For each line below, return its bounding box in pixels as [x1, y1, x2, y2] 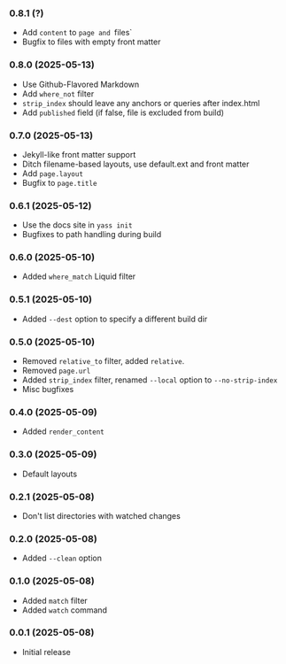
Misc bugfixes [21, 384, 74, 395]
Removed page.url [21, 366, 91, 376]
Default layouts [21, 468, 78, 479]
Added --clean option [21, 552, 102, 564]
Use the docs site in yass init [21, 220, 133, 230]
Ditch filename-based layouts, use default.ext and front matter [21, 158, 250, 169]
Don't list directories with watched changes [21, 510, 182, 521]
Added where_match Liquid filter [21, 271, 136, 282]
